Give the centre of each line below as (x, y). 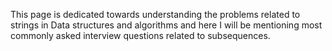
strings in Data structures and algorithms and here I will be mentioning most (166, 25)
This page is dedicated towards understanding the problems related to (155, 14)
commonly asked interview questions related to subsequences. (140, 35)
